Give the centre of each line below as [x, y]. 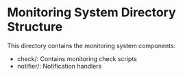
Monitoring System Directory [91, 13]
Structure [35, 27]
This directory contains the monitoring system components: [91, 45]
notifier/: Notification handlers [59, 66]
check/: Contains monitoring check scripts [77, 58]
